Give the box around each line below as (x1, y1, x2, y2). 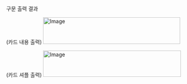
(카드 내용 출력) (6, 38, 42, 46)
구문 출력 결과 (6, 5, 39, 12)
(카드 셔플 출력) (6, 72, 42, 78)
